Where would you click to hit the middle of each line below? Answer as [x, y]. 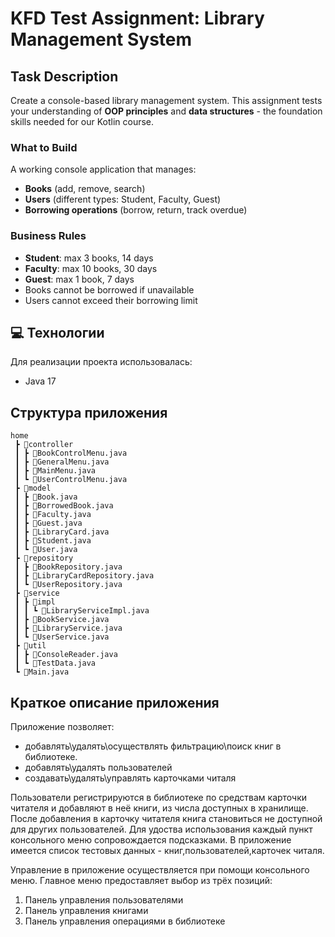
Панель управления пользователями [104, 900]
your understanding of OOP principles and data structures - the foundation [166, 111]
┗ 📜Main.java [42, 672]
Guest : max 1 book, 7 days [79, 279]
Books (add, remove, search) [85, 189]
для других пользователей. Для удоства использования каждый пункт [161, 829]
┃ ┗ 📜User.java [46, 550]
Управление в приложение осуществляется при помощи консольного [160, 870]
